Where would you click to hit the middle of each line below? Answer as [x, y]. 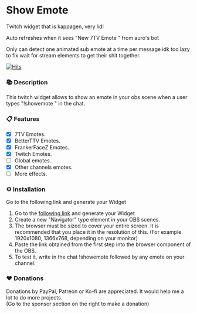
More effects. [31, 173]
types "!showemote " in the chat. [46, 104]
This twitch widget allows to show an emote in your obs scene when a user [97, 97]
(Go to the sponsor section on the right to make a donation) [78, 304]
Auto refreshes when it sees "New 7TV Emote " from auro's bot [83, 38]
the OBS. [25, 251]
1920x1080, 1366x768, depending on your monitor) [76, 239]
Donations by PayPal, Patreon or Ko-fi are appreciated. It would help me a [95, 291]
